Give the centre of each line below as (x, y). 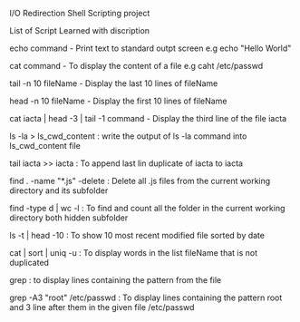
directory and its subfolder (59, 190)
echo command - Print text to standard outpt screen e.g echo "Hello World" (150, 48)
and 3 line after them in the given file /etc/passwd (102, 307)
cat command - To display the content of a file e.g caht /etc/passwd (136, 66)
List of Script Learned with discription (80, 30)
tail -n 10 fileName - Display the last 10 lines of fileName (114, 83)
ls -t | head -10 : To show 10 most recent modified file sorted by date (137, 235)
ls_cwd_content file (45, 146)
